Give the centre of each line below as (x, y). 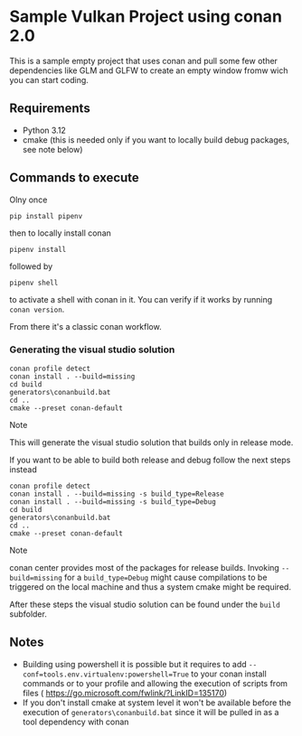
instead (24, 469)
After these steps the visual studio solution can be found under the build (145, 604)
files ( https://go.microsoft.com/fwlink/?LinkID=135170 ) (125, 693)
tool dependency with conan (75, 722)
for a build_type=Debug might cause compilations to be (166, 577)
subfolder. (28, 614)
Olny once (28, 200)
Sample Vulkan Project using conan (146, 17)
